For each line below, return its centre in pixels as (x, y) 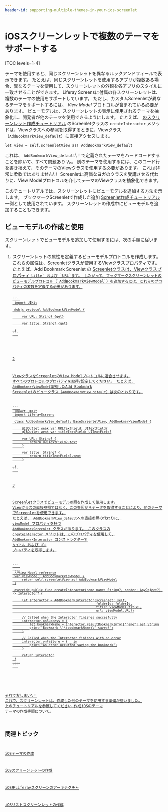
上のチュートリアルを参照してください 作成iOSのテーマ (54, 706)
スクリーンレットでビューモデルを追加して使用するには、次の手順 (73, 240)
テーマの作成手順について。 (29, 711)
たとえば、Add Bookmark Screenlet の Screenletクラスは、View (78, 269)
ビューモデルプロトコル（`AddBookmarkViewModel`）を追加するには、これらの (83, 281)
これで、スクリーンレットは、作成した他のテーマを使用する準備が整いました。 (74, 701)
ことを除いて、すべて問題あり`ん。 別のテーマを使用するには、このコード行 (83, 161)
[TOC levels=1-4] (23, 63)
